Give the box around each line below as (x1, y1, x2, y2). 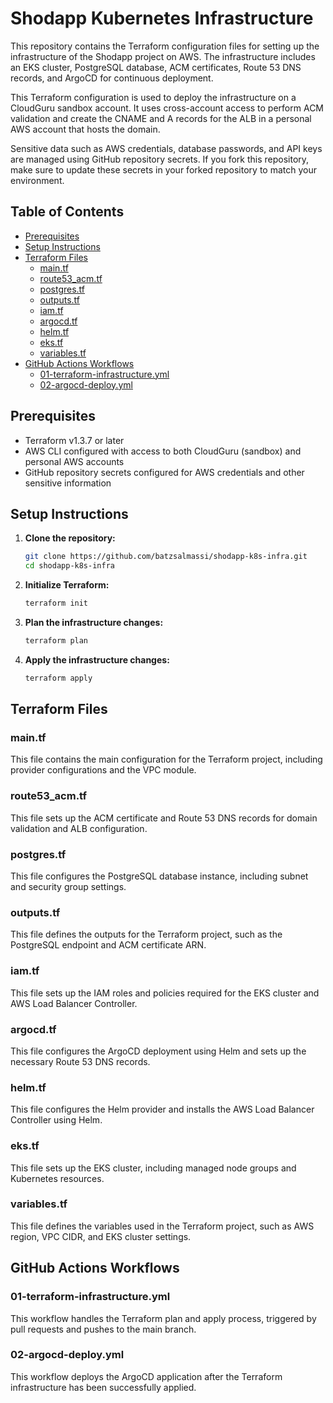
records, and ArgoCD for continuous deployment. (10, 72, 214, 84)
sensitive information (24, 477, 112, 489)
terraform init (24, 598, 89, 609)
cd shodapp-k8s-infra (24, 561, 115, 571)
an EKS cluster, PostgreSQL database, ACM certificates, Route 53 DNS (10, 61, 302, 73)
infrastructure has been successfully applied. (10, 1381, 197, 1393)
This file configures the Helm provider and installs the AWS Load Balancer (10, 1103, 315, 1116)
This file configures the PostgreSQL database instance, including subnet (10, 870, 309, 882)
